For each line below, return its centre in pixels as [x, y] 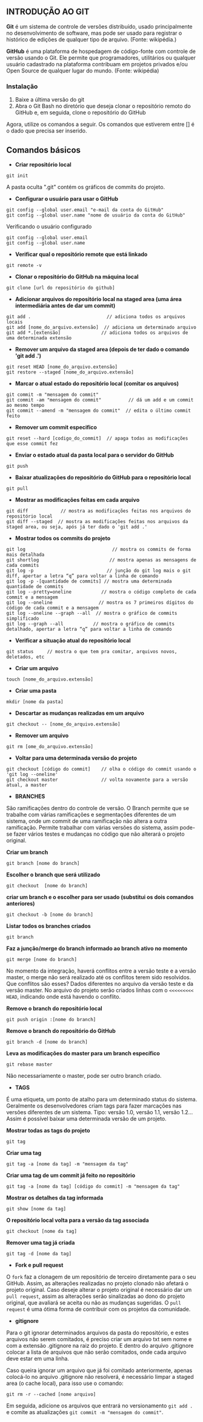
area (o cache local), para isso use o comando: [65, 1383]
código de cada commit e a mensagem [52, 608]
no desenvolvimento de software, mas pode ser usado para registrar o [94, 33]
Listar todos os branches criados [48, 926]
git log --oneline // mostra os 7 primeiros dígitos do [100, 602]
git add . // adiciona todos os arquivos [96, 317]
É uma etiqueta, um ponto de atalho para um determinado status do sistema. [102, 1099]
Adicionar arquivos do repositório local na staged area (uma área [98, 299]
